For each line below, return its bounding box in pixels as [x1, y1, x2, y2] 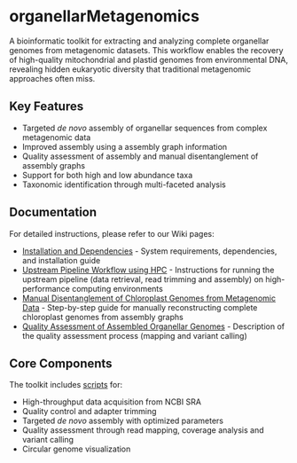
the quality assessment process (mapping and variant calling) [21, 330, 248, 341]
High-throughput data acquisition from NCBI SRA [21, 396, 202, 407]
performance [21, 283, 71, 294]
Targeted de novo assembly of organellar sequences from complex [21, 122, 268, 133]
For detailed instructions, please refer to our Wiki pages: [9, 228, 215, 239]
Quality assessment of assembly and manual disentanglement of [21, 151, 259, 161]
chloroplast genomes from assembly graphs [21, 311, 184, 322]
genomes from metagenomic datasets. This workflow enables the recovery [9, 44, 284, 55]
